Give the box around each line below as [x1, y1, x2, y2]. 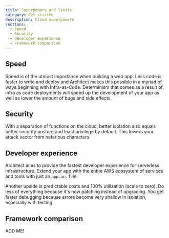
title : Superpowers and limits [5, 7, 72, 13]
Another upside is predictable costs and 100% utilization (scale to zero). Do [5, 183, 164, 189]
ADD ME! [5, 228, 25, 234]
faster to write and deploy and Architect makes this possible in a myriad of [5, 79, 162, 85]
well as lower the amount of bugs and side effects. [5, 95, 112, 101]
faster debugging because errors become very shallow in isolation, [5, 194, 147, 200]
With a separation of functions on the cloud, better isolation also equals [5, 123, 156, 129]
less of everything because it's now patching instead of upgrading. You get [5, 188, 164, 195]
